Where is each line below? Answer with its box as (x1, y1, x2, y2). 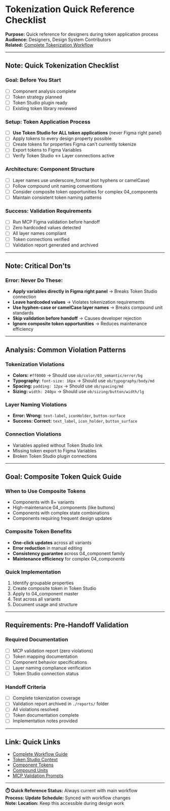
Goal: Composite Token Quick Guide (5, 473, 122, 481)
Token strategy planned (12, 94, 62, 100)
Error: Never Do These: (5, 276, 63, 284)
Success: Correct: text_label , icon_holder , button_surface (12, 418, 138, 424)
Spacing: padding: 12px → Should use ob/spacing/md (12, 383, 124, 389)
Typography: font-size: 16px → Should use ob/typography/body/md (12, 378, 155, 384)
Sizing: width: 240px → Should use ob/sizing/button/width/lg (12, 389, 144, 395)
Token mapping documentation (12, 653, 78, 659)
